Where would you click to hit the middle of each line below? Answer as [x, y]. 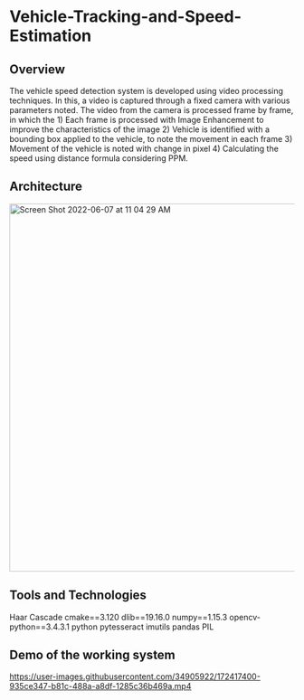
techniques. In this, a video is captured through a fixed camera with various [150, 100]
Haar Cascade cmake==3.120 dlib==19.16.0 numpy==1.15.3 [119, 617]
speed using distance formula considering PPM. [99, 158]
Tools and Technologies [78, 596]
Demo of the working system [93, 655]
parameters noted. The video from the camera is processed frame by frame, [152, 110]
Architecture [46, 187]
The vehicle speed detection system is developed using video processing [146, 91]
